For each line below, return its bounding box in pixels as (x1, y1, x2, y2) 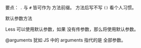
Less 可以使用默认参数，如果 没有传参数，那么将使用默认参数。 (5, 26, 139, 32)
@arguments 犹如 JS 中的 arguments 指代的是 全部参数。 (5, 37, 126, 43)
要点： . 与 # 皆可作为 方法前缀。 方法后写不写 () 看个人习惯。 (5, 5, 137, 10)
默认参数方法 (5, 15, 32, 21)
